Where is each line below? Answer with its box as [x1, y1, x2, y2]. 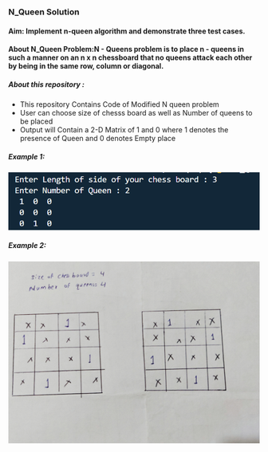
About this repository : [8, 79, 85, 89]
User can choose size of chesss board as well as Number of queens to [19, 108, 253, 118]
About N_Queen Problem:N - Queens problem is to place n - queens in [8, 45, 245, 54]
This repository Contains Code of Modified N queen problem [19, 100, 219, 109]
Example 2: [8, 241, 46, 250]
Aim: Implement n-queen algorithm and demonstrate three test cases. [8, 26, 246, 36]
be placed [19, 116, 53, 126]
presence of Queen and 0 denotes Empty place [19, 134, 176, 143]
